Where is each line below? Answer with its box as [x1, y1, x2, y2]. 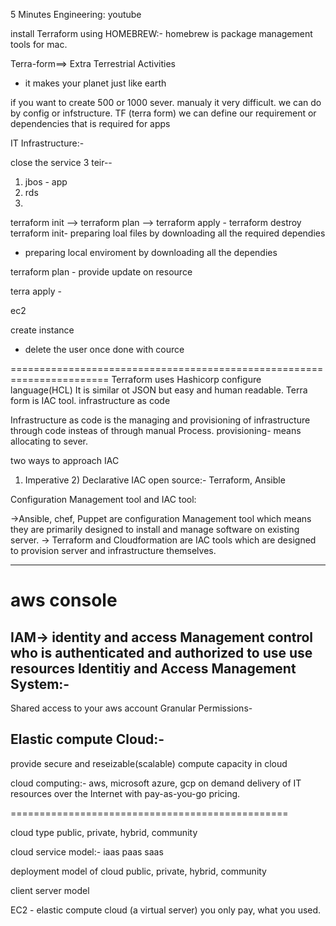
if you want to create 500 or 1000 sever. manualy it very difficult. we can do [10, 97, 322, 108]
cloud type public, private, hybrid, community [10, 826, 198, 838]
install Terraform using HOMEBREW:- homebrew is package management [10, 28, 313, 39]
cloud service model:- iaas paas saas [10, 845, 164, 858]
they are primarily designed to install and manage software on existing [10, 524, 300, 535]
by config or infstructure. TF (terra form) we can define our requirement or [10, 107, 317, 119]
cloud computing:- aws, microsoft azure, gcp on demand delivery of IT [10, 777, 302, 789]
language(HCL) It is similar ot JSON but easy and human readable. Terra [10, 384, 308, 396]
